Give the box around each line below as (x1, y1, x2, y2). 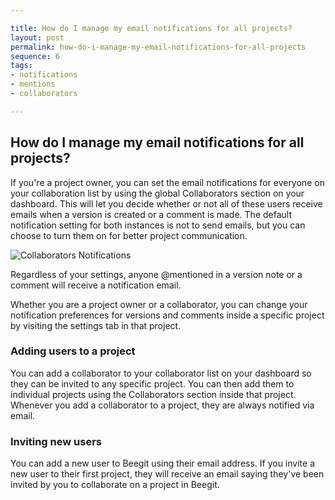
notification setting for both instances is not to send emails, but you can (10, 219, 306, 231)
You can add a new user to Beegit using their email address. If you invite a (10, 457, 315, 470)
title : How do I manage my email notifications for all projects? (10, 23, 293, 33)
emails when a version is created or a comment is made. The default (10, 208, 292, 220)
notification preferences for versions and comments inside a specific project (10, 309, 325, 321)
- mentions (10, 79, 56, 90)
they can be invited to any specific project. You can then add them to (10, 377, 295, 390)
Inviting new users (10, 434, 102, 448)
